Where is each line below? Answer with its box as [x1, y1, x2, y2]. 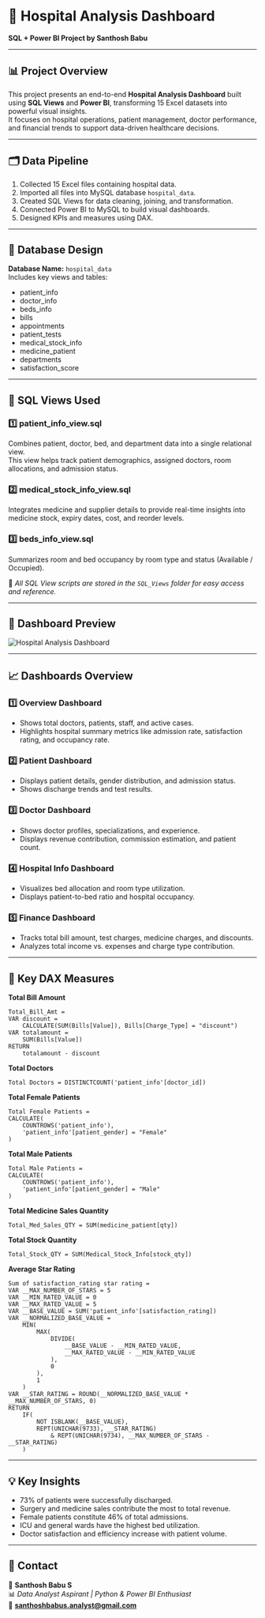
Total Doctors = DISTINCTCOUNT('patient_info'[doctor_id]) [8, 1078, 207, 1087]
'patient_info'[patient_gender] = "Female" [22, 1129, 168, 1137]
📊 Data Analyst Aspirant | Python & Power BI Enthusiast [8, 1589, 192, 1598]
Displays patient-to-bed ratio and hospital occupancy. [19, 892, 196, 901]
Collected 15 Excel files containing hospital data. [19, 179, 177, 189]
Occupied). [8, 563, 45, 572]
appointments [19, 322, 65, 331]
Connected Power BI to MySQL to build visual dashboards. [19, 205, 211, 214]
